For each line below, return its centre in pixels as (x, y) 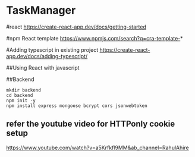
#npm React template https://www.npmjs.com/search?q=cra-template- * (95, 38)
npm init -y (21, 101)
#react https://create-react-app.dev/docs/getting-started (76, 27)
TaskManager (41, 10)
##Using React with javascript (43, 67)
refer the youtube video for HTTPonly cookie (91, 124)
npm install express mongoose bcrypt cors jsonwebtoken (77, 106)
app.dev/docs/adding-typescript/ (47, 56)
